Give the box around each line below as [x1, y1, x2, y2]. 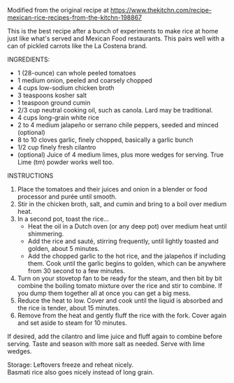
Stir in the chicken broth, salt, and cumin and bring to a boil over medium [17, 200, 227, 208]
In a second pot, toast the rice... [17, 215, 110, 223]
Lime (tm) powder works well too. [17, 158, 114, 166]
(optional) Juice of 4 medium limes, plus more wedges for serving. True [17, 150, 224, 159]
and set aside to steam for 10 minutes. [17, 319, 127, 327]
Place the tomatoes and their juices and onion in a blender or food [17, 185, 207, 193]
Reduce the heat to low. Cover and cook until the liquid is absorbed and [17, 296, 224, 305]
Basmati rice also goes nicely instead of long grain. [7, 368, 154, 376]
